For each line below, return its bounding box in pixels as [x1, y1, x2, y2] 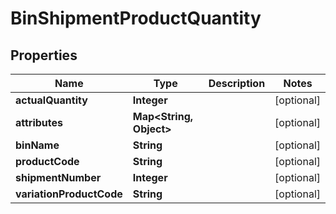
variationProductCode [15, 187, 123, 201]
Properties [10, 47, 78, 64]
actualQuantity [15, 93, 88, 107]
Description [208, 77, 266, 90]
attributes [15, 116, 63, 129]
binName [15, 138, 60, 152]
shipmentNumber [15, 171, 102, 184]
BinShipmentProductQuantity [10, 7, 262, 30]
